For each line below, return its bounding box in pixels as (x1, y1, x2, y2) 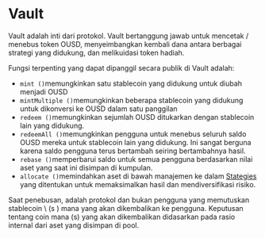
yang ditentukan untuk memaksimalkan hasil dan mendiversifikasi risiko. (19, 179, 256, 189)
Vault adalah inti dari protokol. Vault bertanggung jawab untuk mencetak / (8, 31, 249, 40)
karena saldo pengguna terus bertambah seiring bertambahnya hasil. (19, 146, 246, 155)
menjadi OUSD (19, 86, 68, 96)
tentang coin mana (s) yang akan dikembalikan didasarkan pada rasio (8, 212, 236, 221)
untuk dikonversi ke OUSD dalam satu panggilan (19, 104, 178, 113)
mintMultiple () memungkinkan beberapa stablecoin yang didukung (19, 95, 244, 105)
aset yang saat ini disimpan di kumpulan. (19, 163, 153, 172)
